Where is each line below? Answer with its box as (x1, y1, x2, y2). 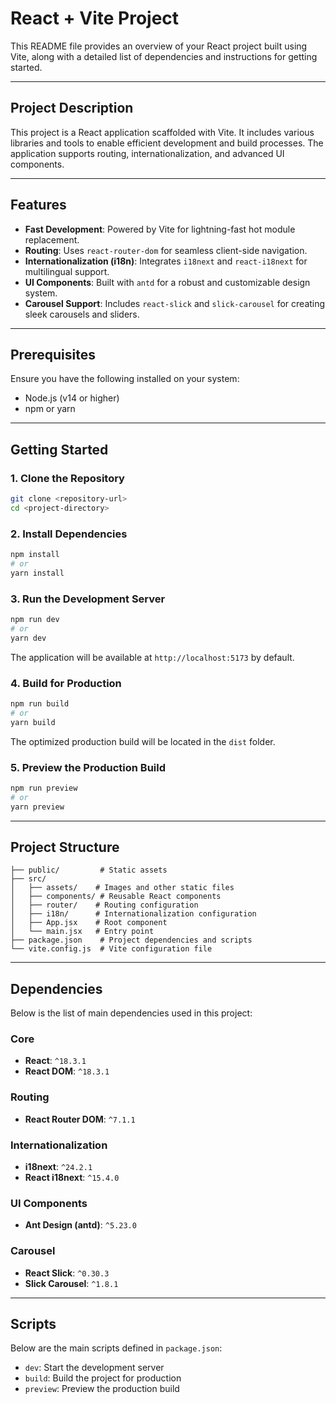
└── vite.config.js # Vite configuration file (10, 944, 213, 954)
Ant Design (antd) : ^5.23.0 (24, 1219, 137, 1231)
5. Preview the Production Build (10, 760, 167, 774)
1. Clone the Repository (10, 471, 125, 485)
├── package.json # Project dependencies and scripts (10, 935, 253, 946)
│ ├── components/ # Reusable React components (10, 892, 222, 902)
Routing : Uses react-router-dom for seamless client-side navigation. (24, 244, 308, 256)
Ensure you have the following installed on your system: (10, 373, 240, 385)
